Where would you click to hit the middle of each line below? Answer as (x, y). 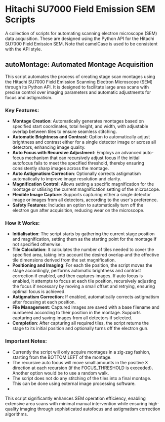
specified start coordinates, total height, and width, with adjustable (80, 127)
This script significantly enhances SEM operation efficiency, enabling (75, 398)
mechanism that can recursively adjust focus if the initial (82, 158)
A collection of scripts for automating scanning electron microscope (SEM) (81, 33)
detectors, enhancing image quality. (49, 147)
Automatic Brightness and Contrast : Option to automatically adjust (81, 137)
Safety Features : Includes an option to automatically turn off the (78, 205)
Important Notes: (26, 341)
